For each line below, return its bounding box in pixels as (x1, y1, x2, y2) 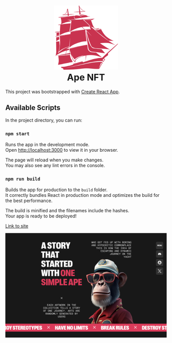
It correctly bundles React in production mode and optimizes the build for (5, 192, 160, 198)
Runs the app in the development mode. (5, 142, 90, 148)
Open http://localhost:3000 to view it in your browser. (5, 147, 119, 153)
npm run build (5, 176, 40, 181)
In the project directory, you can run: (5, 117, 82, 123)
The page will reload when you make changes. (5, 157, 104, 163)
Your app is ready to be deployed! (5, 213, 77, 219)
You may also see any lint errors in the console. (5, 163, 105, 169)
